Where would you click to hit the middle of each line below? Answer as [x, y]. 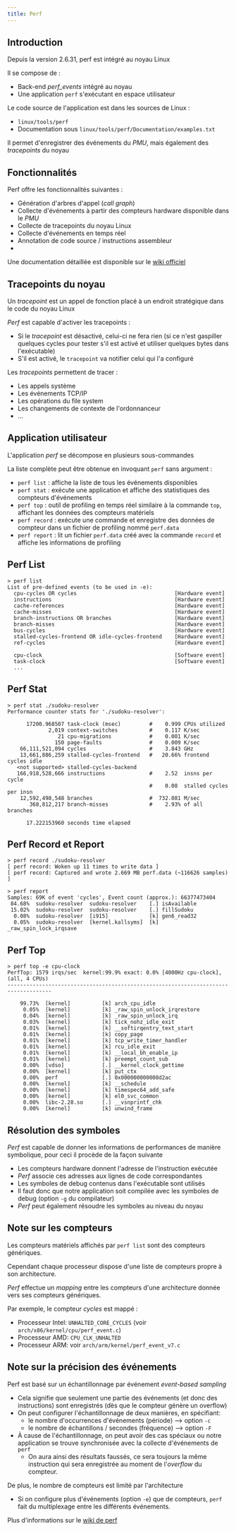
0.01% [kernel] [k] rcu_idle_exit [89, 1047]
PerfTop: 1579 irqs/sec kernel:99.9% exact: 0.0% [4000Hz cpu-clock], [114, 973]
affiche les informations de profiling [69, 542]
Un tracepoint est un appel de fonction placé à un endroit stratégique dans [116, 302]
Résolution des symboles [64, 1130]
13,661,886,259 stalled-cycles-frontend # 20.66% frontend [115, 755]
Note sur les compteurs [60, 1228]
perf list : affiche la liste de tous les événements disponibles [107, 482]
